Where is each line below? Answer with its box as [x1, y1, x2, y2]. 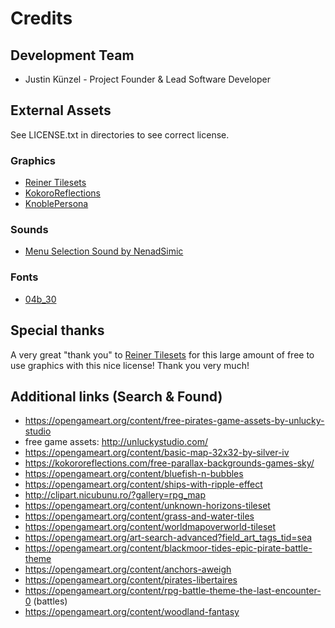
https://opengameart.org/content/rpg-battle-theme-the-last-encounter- [24, 585, 322, 597]
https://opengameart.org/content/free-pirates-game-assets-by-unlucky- [24, 415, 325, 427]
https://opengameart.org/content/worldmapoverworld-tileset [24, 521, 277, 533]
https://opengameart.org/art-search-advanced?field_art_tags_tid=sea [24, 532, 313, 544]
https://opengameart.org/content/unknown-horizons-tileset [24, 500, 271, 512]
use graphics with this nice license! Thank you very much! [10, 359, 250, 371]
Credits [10, 7, 73, 30]
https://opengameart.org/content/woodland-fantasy [24, 606, 240, 618]
